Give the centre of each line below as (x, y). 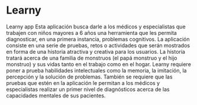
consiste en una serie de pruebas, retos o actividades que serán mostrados (98, 45)
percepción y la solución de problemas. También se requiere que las (89, 77)
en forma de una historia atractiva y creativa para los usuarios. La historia (96, 51)
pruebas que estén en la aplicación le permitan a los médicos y (83, 83)
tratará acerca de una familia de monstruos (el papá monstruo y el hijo (92, 58)
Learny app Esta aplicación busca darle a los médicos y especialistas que (96, 27)
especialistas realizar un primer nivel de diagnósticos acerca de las (88, 89)
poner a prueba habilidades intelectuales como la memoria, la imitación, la (96, 70)
